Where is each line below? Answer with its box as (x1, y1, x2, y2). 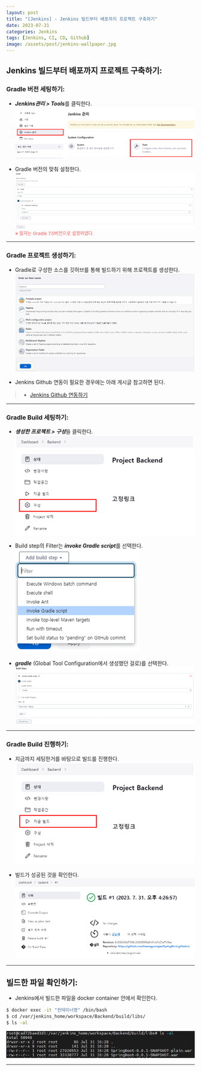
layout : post (6, 10, 39, 16)
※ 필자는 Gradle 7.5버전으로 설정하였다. (14, 231, 95, 237)
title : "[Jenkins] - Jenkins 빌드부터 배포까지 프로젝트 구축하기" (6, 16, 158, 22)
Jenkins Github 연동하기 (29, 391, 88, 398)
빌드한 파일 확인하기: (6, 977, 78, 988)
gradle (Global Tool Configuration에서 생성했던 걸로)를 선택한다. (14, 659, 169, 667)
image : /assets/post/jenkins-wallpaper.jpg (6, 41, 117, 47)
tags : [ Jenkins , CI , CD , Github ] (6, 35, 90, 41)
